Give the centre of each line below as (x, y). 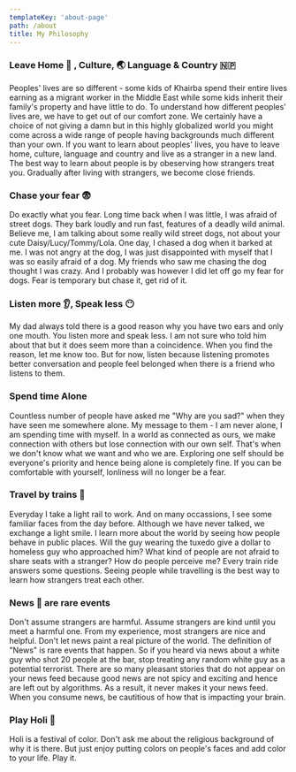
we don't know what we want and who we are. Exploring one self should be (147, 453)
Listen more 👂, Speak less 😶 (72, 303)
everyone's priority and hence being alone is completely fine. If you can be (145, 462)
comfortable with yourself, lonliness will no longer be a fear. (118, 472)
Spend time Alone (48, 396)
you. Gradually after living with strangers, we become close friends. (133, 172)
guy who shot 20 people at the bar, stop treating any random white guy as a (147, 660)
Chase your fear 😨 (50, 195)
